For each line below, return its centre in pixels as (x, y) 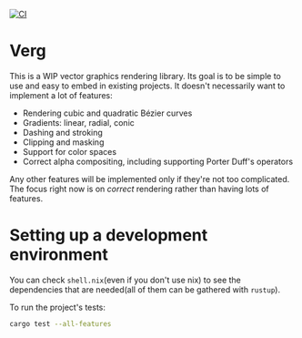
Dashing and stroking (62, 132)
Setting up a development (109, 236)
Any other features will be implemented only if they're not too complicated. (150, 179)
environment (59, 255)
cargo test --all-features (60, 323)
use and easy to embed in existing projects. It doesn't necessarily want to (147, 86)
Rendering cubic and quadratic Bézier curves (107, 113)
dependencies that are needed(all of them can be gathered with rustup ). (145, 289)
